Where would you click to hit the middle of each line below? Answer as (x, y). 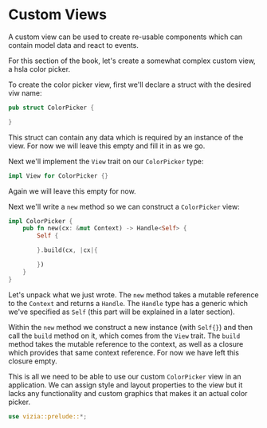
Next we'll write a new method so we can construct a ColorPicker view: (124, 206)
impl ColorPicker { (41, 221)
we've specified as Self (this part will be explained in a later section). (122, 312)
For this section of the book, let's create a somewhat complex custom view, (132, 61)
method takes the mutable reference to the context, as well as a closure (126, 344)
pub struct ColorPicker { (51, 108)
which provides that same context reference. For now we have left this (124, 352)
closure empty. (33, 361)
